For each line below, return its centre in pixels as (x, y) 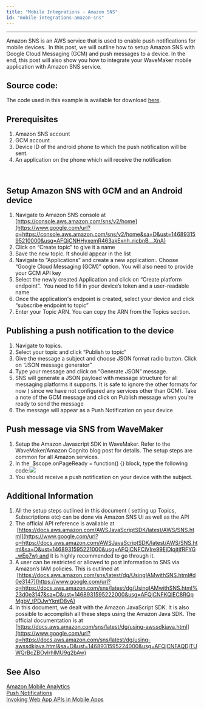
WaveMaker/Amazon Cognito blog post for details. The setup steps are (104, 450)
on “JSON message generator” (53, 365)
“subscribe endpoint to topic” (52, 305)
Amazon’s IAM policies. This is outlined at (67, 569)
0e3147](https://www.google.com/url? (63, 582)
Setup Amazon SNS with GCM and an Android (94, 191)
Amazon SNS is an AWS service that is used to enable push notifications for (101, 41)
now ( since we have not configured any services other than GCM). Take (106, 390)
